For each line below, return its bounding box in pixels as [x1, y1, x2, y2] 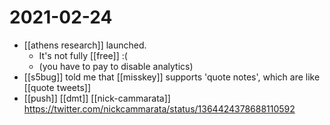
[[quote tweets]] [23, 81, 91, 93]
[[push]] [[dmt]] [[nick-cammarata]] [23, 92, 171, 104]
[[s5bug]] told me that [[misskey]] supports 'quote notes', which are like [23, 71, 321, 83]
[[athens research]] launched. [23, 39, 147, 51]
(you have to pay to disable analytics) [38, 60, 194, 72]
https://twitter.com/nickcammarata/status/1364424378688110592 [23, 102, 296, 115]
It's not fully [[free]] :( [38, 49, 128, 61]
